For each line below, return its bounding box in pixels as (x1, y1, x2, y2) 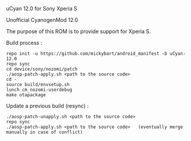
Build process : (6, 40, 42, 46)
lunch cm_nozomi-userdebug (6, 87, 73, 93)
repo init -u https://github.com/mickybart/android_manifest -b (6, 51, 167, 57)
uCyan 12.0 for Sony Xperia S (6, 5, 78, 12)
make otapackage (6, 92, 46, 98)
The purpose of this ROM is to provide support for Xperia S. (6, 28, 152, 35)
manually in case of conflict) (6, 129, 83, 135)
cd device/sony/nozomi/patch (6, 66, 78, 72)
